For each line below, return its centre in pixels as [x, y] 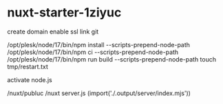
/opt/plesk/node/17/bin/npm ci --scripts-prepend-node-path [93, 52]
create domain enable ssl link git [53, 31]
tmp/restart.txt [28, 66]
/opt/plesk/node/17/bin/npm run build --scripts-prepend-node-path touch [112, 59]
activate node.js [30, 79]
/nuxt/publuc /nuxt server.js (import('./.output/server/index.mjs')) [99, 93]
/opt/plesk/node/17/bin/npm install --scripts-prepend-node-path [99, 44]
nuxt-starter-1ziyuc [64, 13]
